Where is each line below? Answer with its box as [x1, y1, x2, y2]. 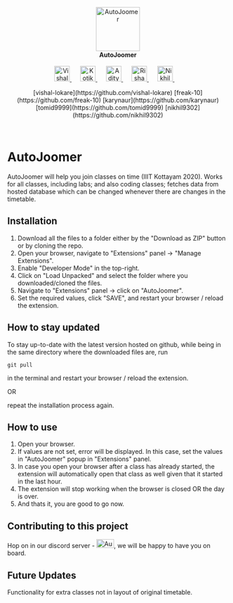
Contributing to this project [7, 520, 128, 532]
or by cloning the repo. [17, 241, 84, 250]
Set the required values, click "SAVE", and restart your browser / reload [17, 293, 224, 302]
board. [7, 549, 27, 557]
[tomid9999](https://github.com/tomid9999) [35, 103, 164, 112]
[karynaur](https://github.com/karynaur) [102, 96, 220, 104]
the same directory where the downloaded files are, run [7, 348, 168, 356]
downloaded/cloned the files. [17, 279, 102, 287]
